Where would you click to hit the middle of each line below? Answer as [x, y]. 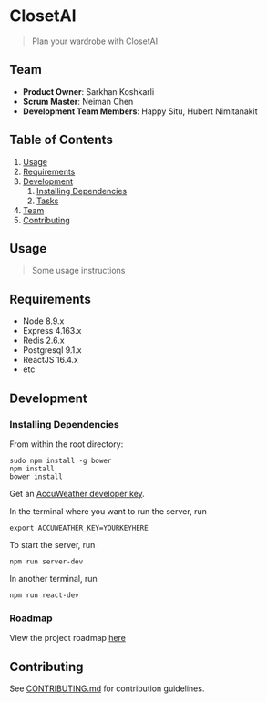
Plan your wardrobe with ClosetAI [94, 41]
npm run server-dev [46, 562]
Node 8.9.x [43, 321]
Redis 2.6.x [44, 341]
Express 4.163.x [52, 331]
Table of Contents [62, 140]
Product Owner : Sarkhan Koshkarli [88, 91]
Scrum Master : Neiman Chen [78, 101]
